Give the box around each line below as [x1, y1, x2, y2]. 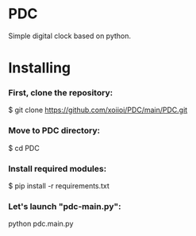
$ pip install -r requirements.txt [8, 181, 110, 191]
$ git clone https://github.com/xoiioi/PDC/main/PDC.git [8, 105, 188, 115]
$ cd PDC [8, 143, 40, 153]
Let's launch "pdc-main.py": [8, 200, 121, 211]
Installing [8, 59, 71, 77]
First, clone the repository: [8, 87, 113, 99]
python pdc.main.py [8, 219, 74, 229]
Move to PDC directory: [8, 125, 101, 136]
